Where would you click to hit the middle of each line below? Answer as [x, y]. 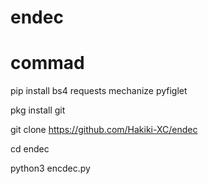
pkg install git [38, 110]
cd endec [30, 149]
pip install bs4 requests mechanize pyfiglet [99, 91]
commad [47, 63]
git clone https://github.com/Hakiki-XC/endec [104, 130]
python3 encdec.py [50, 168]
